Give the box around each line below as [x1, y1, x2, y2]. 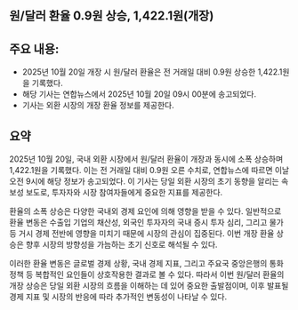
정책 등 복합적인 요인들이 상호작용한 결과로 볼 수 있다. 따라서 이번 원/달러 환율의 [9, 269, 285, 280]
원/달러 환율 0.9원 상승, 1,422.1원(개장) [9, 8, 214, 24]
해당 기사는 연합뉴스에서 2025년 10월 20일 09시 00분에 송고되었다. [21, 89, 256, 99]
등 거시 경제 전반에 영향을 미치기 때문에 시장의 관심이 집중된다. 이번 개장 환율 [9, 228, 275, 239]
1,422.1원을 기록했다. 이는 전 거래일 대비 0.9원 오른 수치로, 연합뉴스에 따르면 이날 [9, 165, 290, 176]
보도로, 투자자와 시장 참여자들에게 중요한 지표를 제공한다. [25, 187, 223, 198]
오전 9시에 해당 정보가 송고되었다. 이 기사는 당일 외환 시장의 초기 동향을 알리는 [9, 176, 280, 187]
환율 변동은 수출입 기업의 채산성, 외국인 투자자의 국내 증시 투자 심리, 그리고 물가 [9, 217, 285, 228]
